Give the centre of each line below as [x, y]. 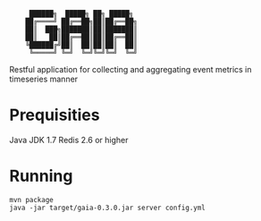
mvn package [31, 200]
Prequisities [55, 115]
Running [41, 176]
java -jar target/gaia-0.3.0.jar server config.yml [107, 208]
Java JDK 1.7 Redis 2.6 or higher [69, 140]
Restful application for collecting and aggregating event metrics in [130, 69]
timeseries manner [44, 79]
